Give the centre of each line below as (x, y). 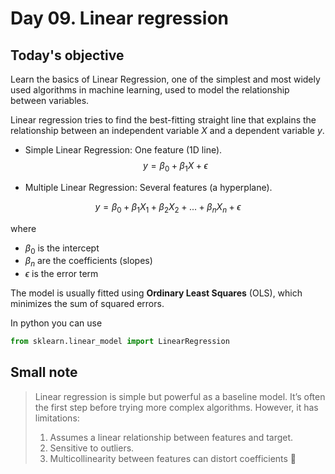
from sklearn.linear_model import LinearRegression (120, 342)
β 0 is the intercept (62, 249)
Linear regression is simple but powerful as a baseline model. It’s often (180, 396)
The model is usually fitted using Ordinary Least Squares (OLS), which (156, 293)
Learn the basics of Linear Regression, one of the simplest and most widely (165, 79)
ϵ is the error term (61, 274)
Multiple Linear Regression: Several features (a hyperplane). (148, 187)
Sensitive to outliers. (92, 448)
